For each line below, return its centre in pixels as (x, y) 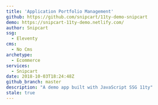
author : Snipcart (27, 28)
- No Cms (22, 50)
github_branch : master (34, 82)
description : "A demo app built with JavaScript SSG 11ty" (80, 87)
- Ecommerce (26, 60)
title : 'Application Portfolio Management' (60, 11)
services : (18, 66)
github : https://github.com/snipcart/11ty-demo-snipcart (77, 17)
